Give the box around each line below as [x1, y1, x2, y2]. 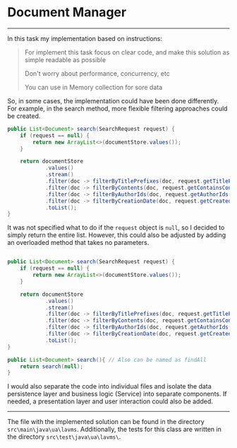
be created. [7, 111, 41, 120]
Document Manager [7, 4, 127, 21]
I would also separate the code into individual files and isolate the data [7, 382, 212, 391]
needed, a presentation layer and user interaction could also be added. [7, 397, 214, 406]
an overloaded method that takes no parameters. [7, 239, 150, 247]
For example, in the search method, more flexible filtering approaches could [7, 104, 228, 113]
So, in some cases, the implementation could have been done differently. [7, 96, 219, 105]
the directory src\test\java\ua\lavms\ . [7, 432, 121, 441]
